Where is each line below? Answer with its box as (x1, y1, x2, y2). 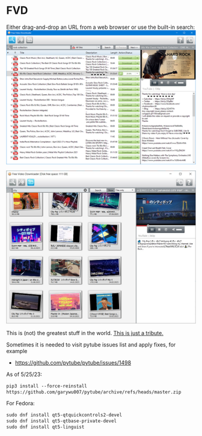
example (6, 348, 28, 355)
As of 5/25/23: (6, 371, 42, 378)
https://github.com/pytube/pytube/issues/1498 (14, 359, 131, 366)
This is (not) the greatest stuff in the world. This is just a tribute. (6, 330, 164, 337)
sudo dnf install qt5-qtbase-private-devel (6, 418, 117, 424)
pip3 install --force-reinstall (6, 383, 87, 389)
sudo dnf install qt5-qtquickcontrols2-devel (6, 412, 122, 418)
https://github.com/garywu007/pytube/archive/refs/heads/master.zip (6, 389, 182, 395)
